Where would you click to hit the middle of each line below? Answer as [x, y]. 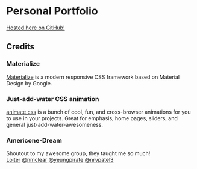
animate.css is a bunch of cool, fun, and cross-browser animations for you [98, 112]
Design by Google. [29, 83]
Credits [20, 47]
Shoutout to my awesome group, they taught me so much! [78, 153]
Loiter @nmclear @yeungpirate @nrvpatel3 [60, 160]
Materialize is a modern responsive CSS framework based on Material [93, 77]
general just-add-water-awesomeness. [55, 124]
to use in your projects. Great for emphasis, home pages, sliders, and [92, 118]
